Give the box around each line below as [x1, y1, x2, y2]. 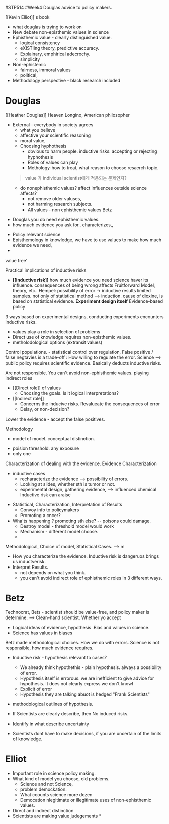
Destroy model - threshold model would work [20, 523, 114, 529]
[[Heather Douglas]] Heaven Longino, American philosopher [5, 112, 130, 118]
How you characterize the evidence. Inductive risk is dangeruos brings [12, 553, 159, 559]
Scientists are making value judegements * [12, 813, 102, 819]
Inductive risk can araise [20, 492, 71, 498]
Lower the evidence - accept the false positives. [5, 416, 105, 422]
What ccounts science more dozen [20, 791, 93, 797]
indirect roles [5, 375, 33, 381]
